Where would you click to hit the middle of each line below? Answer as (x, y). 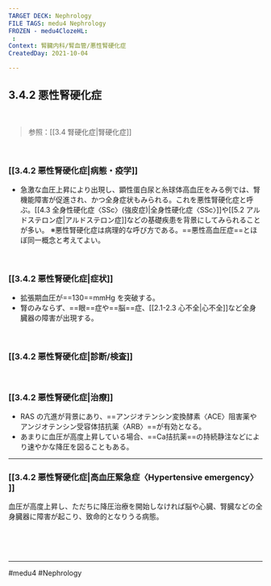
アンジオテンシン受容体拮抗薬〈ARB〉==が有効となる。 (113, 426)
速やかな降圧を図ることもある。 (80, 447)
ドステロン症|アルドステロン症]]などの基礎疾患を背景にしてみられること (140, 220)
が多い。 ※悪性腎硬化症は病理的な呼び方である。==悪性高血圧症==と (135, 230)
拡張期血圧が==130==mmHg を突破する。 (90, 298)
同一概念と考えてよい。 (66, 240)
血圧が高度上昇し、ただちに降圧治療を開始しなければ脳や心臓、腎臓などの (132, 507)
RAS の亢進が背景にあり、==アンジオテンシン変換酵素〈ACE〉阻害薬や (138, 416)
